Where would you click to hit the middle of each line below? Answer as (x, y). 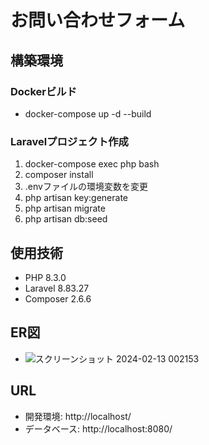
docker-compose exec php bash (92, 164)
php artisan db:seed (66, 219)
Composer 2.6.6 (58, 298)
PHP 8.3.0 (45, 277)
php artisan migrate (65, 208)
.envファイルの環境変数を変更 (86, 187)
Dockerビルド (44, 91)
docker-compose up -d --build (88, 113)
